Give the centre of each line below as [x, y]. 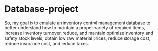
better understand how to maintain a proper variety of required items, [75, 27]
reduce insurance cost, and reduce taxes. [47, 43]
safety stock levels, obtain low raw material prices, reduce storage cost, [78, 38]
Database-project [42, 9]
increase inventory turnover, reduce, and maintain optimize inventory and [79, 33]
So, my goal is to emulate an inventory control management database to [78, 23]
